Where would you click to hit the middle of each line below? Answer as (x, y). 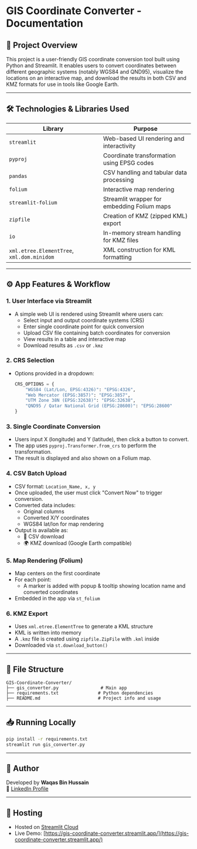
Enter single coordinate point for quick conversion (84, 326)
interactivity (119, 146)
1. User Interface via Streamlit (49, 301)
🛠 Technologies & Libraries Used (68, 109)
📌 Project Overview (42, 45)
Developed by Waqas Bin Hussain (47, 782)
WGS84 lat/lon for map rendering (64, 524)
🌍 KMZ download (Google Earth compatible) (77, 543)
